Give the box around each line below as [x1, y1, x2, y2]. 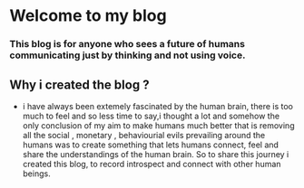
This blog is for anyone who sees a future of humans [9, 38, 245, 51]
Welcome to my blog [9, 5, 167, 26]
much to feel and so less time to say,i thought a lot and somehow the [22, 110, 279, 121]
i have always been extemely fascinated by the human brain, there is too [22, 100, 293, 111]
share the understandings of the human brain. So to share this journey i [22, 148, 289, 159]
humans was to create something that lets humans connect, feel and [22, 139, 279, 150]
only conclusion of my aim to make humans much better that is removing [22, 119, 295, 131]
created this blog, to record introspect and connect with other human [22, 158, 281, 169]
